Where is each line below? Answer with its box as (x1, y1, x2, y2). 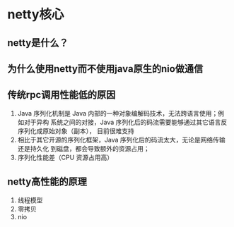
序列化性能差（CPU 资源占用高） (17, 153, 114, 161)
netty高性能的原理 (7, 176, 87, 188)
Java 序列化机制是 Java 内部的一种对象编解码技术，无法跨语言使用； (17, 109, 218, 117)
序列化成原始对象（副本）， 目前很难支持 (17, 126, 134, 135)
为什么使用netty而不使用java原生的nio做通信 (7, 63, 204, 75)
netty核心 (7, 6, 64, 23)
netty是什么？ (7, 37, 69, 49)
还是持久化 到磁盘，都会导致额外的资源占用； (17, 144, 150, 152)
